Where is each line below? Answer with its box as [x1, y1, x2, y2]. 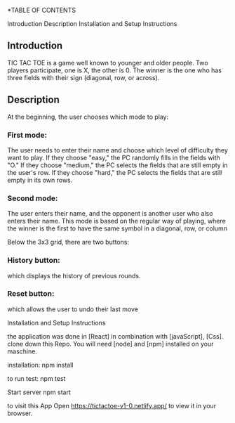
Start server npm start [7, 388, 72, 396]
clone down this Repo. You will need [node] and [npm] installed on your [7, 339, 214, 348]
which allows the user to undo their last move [7, 305, 139, 313]
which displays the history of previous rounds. [7, 271, 141, 280]
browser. [7, 409, 33, 417]
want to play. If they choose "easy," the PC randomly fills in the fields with [7, 153, 221, 162]
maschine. [7, 347, 37, 356]
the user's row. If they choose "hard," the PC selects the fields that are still [7, 168, 222, 176]
